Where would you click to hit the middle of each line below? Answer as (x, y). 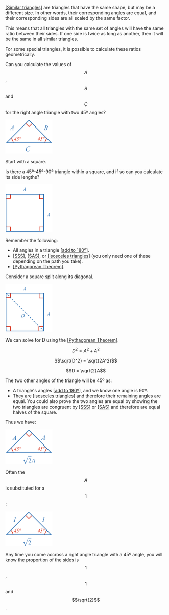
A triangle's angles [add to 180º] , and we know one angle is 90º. (80, 390)
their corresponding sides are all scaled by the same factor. (68, 18)
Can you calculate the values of (39, 64)
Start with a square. (26, 162)
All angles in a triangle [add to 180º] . (51, 250)
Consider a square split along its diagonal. (49, 277)
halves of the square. (35, 412)
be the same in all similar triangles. (42, 39)
